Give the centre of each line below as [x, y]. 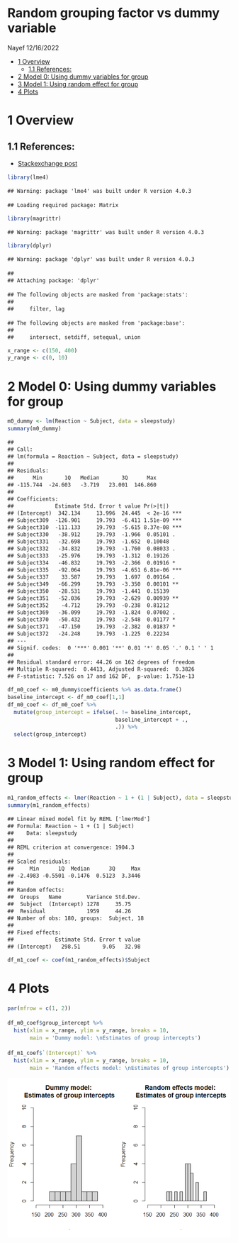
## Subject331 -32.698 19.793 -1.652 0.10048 [89, 542]
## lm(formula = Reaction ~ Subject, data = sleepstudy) [93, 457]
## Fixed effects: [34, 932]
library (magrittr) [34, 218]
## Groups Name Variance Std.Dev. [74, 897]
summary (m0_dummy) [34, 429]
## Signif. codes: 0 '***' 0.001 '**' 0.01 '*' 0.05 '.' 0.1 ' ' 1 [110, 648]
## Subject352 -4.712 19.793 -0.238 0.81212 [89, 606]
